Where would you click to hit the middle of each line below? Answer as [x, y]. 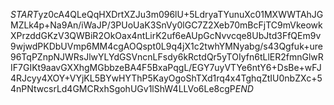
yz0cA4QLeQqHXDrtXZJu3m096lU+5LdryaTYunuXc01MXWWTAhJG [181, 14]
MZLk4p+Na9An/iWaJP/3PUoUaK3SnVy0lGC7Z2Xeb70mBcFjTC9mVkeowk [166, 25]
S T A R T [24, 14]
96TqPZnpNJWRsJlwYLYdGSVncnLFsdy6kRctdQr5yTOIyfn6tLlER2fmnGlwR [167, 57]
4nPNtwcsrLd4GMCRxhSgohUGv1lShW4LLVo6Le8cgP [123, 88]
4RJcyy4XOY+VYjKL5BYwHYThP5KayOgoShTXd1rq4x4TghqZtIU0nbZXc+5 [166, 78]
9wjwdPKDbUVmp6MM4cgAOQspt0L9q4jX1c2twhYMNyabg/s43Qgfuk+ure [166, 46]
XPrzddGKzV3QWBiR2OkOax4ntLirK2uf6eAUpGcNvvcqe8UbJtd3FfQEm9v [166, 35]
